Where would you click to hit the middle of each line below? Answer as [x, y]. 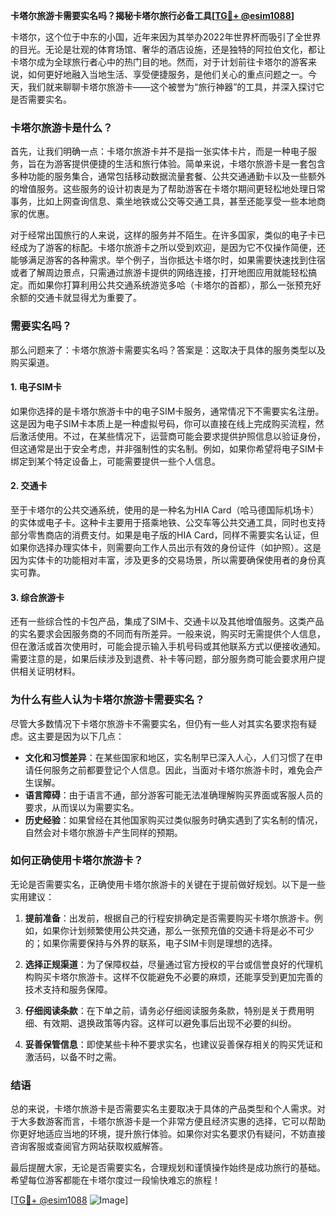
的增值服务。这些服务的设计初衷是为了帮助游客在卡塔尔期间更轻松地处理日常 [168, 189]
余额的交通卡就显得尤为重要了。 [76, 298]
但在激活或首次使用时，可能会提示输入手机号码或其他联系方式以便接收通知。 [168, 646]
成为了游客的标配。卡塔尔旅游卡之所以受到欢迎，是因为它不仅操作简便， [167, 248]
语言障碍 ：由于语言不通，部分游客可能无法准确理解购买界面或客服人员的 [173, 795]
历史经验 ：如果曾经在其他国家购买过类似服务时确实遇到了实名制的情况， [173, 820]
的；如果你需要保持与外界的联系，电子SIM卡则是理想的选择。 [151, 943]
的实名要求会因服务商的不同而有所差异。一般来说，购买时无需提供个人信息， [168, 634]
